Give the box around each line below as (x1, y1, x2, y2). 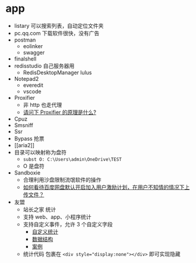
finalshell (14, 55, 37, 62)
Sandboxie (14, 169, 41, 176)
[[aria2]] (14, 141, 35, 148)
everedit (23, 81, 43, 88)
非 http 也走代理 (23, 101, 62, 108)
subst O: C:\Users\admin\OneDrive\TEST (23, 156, 122, 162)
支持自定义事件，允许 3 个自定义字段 (23, 220, 113, 227)
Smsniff (14, 121, 33, 129)
